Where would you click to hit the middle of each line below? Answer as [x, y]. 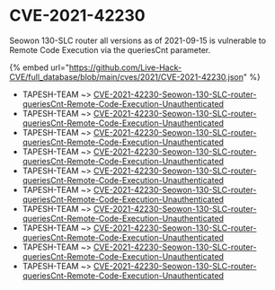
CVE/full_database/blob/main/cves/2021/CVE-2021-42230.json [127, 76]
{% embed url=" [40, 67]
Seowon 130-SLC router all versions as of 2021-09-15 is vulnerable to [138, 40]
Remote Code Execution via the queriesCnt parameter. [110, 49]
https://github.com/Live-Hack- [125, 67]
